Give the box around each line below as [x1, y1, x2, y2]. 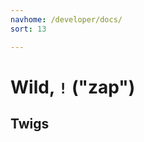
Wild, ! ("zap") [10, 76, 136, 98]
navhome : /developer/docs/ [10, 14, 123, 25]
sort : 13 [10, 24, 47, 34]
